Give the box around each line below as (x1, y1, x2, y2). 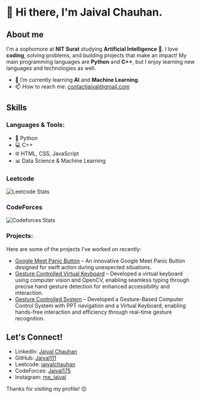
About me (6, 30, 44, 40)
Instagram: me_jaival (14, 373, 67, 381)
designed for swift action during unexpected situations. (14, 263, 152, 270)
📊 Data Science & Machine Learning (14, 157, 106, 164)
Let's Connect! (6, 332, 63, 342)
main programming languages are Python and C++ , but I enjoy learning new (6, 58, 195, 65)
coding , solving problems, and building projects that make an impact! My (6, 52, 187, 59)
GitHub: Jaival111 (14, 355, 56, 362)
